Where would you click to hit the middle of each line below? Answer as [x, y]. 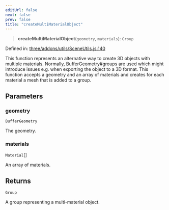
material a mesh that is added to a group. [48, 80]
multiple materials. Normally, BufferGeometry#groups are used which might [84, 64]
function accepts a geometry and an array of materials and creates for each [85, 75]
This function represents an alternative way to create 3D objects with [78, 59]
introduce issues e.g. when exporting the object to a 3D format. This [77, 69]
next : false [18, 15]
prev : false [18, 19]
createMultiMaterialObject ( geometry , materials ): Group [76, 39]
